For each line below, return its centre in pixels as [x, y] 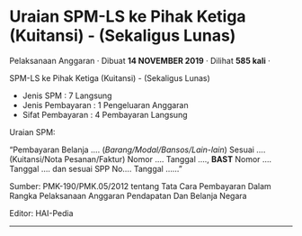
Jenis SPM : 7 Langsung [67, 95]
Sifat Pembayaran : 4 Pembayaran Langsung [105, 114]
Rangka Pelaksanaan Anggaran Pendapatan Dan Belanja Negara [128, 195]
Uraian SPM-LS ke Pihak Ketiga [128, 17]
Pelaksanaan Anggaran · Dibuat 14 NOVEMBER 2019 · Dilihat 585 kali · [140, 60]
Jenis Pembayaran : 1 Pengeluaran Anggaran [105, 104]
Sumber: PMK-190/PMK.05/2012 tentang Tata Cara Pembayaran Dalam [140, 186]
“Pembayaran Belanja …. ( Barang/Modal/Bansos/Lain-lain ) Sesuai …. [138, 150]
